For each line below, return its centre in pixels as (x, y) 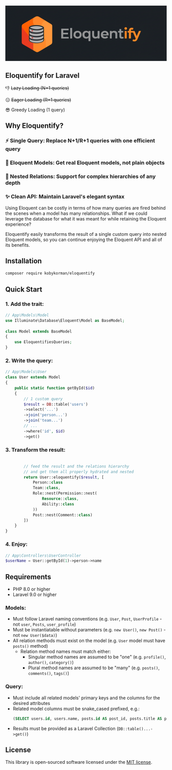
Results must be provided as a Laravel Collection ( (66, 728)
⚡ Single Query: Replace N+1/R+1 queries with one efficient (80, 141)
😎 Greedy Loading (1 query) (35, 110)
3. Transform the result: (35, 450)
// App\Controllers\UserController (43, 556)
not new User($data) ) (35, 635)
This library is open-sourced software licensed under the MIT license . (79, 762)
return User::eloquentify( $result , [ (64, 477)
